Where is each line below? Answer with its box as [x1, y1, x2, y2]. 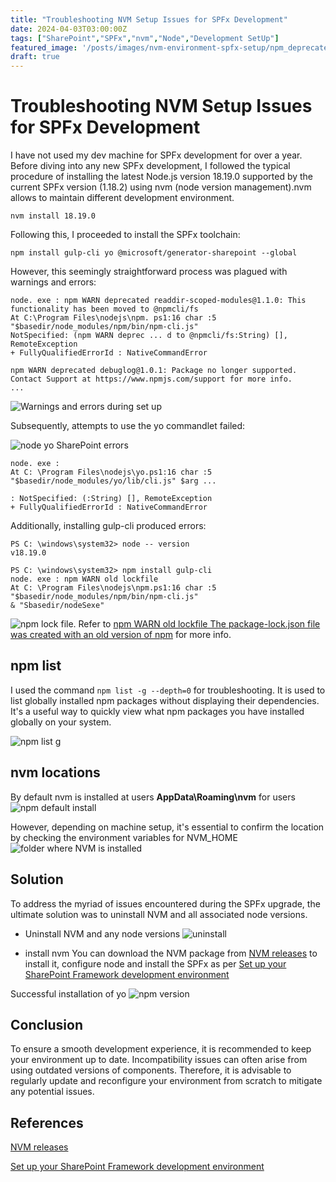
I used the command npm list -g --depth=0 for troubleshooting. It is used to [10, 684, 326, 696]
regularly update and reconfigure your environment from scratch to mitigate [10, 1075, 323, 1087]
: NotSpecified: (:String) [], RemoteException [10, 494, 213, 504]
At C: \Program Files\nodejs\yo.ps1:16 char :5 [10, 467, 213, 478]
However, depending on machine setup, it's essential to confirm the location [10, 821, 325, 833]
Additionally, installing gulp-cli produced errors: [10, 520, 207, 532]
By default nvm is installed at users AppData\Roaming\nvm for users [10, 791, 296, 803]
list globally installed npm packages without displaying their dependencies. [10, 694, 320, 706]
